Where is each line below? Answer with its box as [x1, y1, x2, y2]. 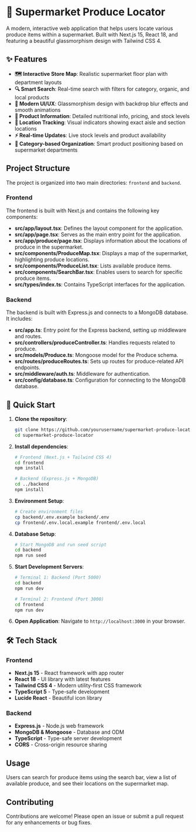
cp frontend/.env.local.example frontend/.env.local [14, 520, 146, 526]
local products [14, 93, 50, 101]
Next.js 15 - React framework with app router [14, 670, 124, 677]
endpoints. [14, 364, 41, 371]
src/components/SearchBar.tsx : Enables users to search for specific [14, 268, 183, 275]
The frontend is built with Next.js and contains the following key [6, 207, 160, 214]
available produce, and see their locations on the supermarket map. [6, 780, 169, 787]
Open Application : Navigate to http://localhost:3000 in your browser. [14, 617, 185, 625]
